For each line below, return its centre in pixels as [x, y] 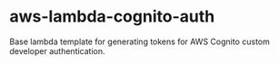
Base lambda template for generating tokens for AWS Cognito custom [139, 41]
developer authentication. [58, 50]
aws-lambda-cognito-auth [112, 17]
